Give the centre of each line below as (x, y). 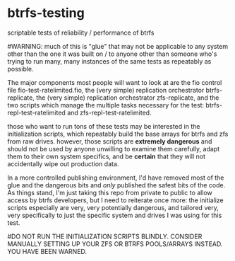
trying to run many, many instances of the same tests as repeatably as (109, 61)
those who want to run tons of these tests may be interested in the (104, 126)
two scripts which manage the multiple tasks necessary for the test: (106, 105)
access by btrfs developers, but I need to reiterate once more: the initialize (115, 200)
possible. (20, 69)
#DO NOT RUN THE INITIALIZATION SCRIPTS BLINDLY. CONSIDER (105, 236)
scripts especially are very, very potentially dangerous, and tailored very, (113, 207)
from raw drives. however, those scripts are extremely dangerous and (110, 141)
